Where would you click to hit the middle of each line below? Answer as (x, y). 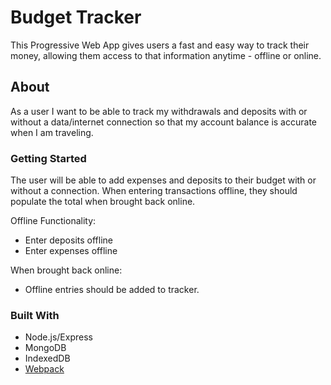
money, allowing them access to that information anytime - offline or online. (166, 55)
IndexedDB (47, 358)
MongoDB (45, 348)
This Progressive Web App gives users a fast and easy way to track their (160, 45)
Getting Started (48, 158)
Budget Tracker (76, 17)
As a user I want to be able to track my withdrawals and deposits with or (159, 111)
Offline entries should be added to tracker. (112, 290)
